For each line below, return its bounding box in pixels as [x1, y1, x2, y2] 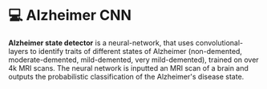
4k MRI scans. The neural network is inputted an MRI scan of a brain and [8, 63, 249, 72]
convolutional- [195, 37, 244, 48]
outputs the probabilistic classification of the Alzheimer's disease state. [8, 72, 245, 81]
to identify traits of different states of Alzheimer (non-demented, [30, 46, 243, 56]
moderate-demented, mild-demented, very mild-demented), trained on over [8, 55, 259, 64]
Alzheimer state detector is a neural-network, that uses [8, 37, 194, 48]
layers [8, 46, 29, 56]
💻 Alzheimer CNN [8, 6, 132, 25]
